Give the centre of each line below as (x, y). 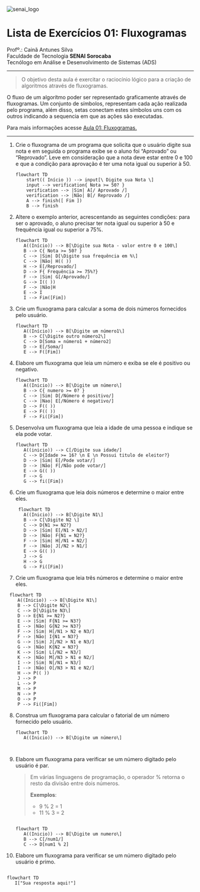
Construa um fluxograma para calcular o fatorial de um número (92, 715)
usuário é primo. (35, 862)
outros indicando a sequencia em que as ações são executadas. (85, 116)
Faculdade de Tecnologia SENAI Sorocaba (59, 56)
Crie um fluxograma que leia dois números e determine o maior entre (100, 492)
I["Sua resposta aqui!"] (45, 883)
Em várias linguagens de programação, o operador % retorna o (107, 777)
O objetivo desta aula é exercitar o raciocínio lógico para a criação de (106, 79)
